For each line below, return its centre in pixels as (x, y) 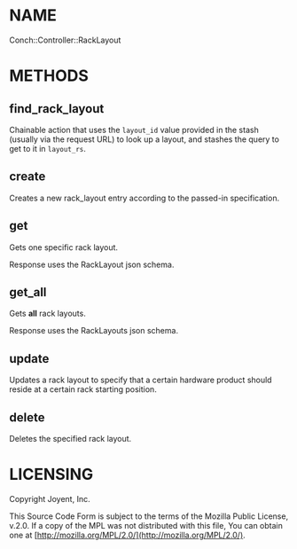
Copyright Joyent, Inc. (50, 498)
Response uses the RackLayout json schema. (92, 264)
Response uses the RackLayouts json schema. (94, 331)
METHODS (49, 76)
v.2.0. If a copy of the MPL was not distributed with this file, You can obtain (146, 525)
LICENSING (51, 474)
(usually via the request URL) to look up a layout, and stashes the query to (144, 139)
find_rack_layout (57, 109)
